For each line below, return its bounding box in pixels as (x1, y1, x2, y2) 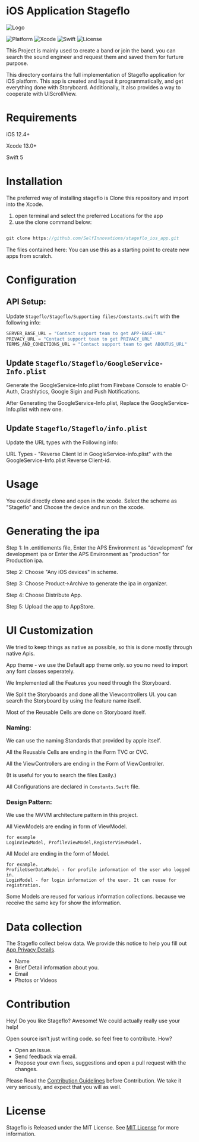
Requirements (6, 111, 77, 124)
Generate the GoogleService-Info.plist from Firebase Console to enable (6, 382, 181, 389)
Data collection (6, 920, 83, 934)
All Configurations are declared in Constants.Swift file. (6, 783, 140, 790)
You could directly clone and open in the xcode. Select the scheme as (6, 497, 177, 504)
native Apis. (6, 650, 35, 657)
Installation (6, 174, 63, 188)
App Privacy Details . (6, 946, 56, 953)
